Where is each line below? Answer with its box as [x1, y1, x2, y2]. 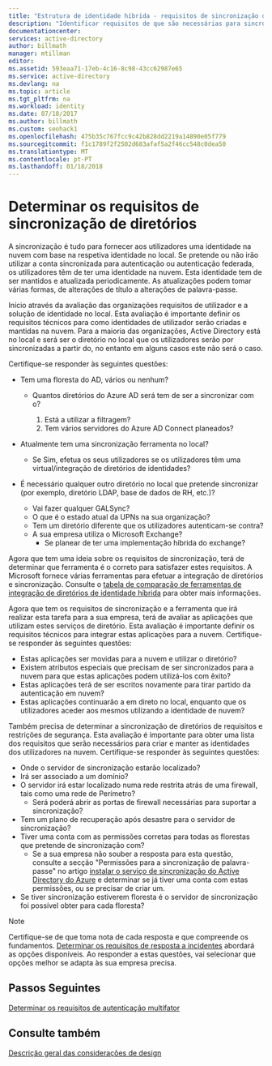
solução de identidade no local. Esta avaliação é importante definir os [8, 309, 240, 319]
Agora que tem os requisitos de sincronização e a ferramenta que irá [8, 604, 238, 614]
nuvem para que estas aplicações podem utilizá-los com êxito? [19, 671, 231, 681]
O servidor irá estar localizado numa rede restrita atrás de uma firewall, [19, 780, 258, 790]
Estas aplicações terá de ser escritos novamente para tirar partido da [19, 680, 251, 690]
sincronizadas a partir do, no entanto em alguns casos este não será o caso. [8, 344, 263, 353]
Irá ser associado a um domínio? [19, 772, 129, 781]
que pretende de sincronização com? [19, 841, 145, 850]
